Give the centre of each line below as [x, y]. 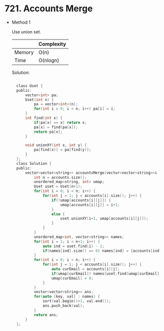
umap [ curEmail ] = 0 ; [72, 278]
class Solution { [34, 163]
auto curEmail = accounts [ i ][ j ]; [85, 269]
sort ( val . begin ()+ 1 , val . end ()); [77, 301]
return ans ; [46, 315]
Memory [24, 52]
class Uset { [30, 86]
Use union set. [26, 32]
